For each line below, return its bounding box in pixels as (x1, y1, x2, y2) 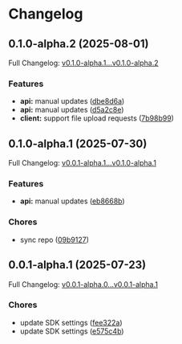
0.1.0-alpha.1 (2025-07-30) (8, 137, 148, 150)
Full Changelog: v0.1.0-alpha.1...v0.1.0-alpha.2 (8, 58, 159, 68)
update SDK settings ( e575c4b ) (19, 326, 124, 336)
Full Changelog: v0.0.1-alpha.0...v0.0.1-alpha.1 (8, 279, 159, 289)
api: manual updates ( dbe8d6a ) (19, 96, 125, 106)
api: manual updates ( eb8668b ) (19, 196, 126, 206)
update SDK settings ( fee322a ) (19, 317, 123, 327)
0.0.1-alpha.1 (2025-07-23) (8, 258, 147, 272)
